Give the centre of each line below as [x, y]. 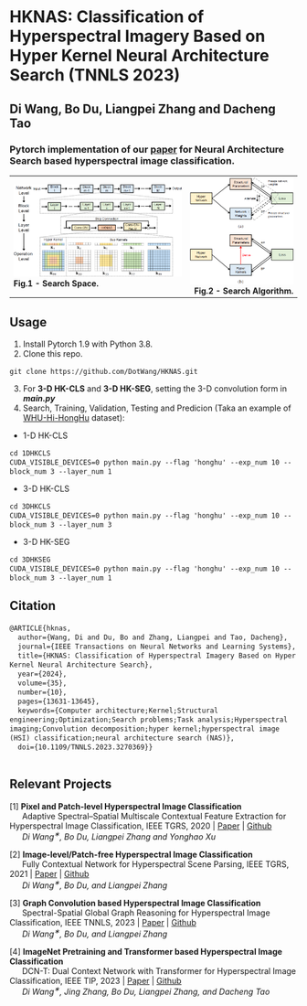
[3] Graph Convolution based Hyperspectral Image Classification [135, 903]
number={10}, [42, 692]
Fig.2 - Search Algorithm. [244, 291]
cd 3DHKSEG [30, 560]
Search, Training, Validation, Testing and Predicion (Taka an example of [157, 408]
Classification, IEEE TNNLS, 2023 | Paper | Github [103, 922]
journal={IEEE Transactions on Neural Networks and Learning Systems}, [157, 647]
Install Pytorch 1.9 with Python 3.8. [88, 344]
